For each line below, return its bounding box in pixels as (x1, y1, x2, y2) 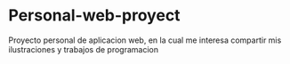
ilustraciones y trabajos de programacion (8, 44, 159, 54)
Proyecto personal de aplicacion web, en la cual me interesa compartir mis (8, 35, 282, 45)
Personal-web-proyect (8, 5, 181, 26)
